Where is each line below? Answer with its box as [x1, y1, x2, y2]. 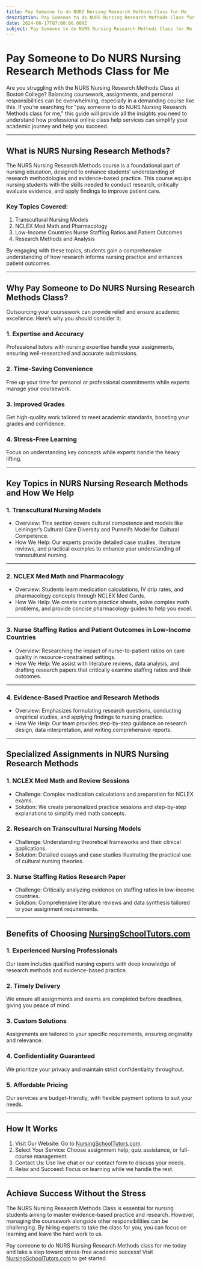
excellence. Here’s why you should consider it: [6, 314, 121, 322]
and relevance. [6, 1037, 43, 1044]
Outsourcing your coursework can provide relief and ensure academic [6, 308, 180, 316]
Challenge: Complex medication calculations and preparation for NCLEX [14, 790, 194, 798]
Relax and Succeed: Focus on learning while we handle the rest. [14, 1165, 174, 1172]
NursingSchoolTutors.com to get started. [6, 1254, 108, 1262]
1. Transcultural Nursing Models [6, 505, 102, 514]
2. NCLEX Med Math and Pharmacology [6, 572, 124, 580]
